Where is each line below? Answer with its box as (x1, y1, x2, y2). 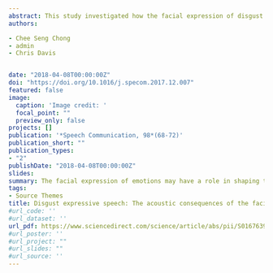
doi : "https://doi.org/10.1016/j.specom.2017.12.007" (8, 79, 195, 87)
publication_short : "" (8, 139, 85, 147)
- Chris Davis (8, 50, 57, 58)
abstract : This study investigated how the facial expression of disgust (8, 11, 264, 20)
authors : (8, 19, 38, 28)
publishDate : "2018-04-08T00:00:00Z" (8, 162, 136, 170)
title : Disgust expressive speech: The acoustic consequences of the (8, 200, 249, 208)
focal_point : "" (15, 109, 71, 117)
